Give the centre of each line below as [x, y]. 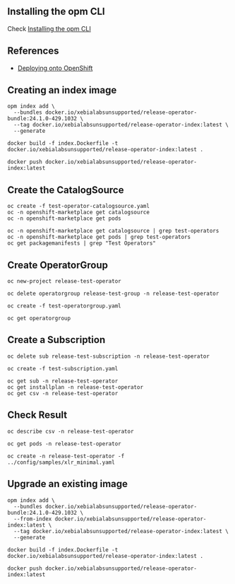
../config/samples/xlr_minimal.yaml [61, 462]
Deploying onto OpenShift [55, 68]
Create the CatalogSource [66, 190]
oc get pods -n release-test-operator [64, 444]
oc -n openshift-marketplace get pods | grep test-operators [99, 237]
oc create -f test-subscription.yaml [63, 368]
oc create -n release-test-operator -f [66, 456]
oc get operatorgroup [39, 319]
